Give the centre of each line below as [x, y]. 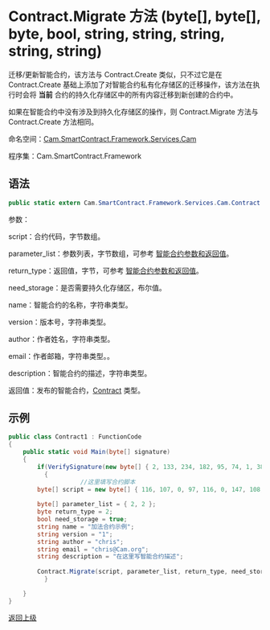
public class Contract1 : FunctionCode [75, 437]
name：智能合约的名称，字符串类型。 [70, 305]
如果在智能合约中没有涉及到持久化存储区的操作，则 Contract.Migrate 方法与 [133, 111]
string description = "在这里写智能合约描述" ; [110, 557]
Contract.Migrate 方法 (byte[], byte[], [135, 16]
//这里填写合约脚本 [108, 482]
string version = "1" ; [75, 534]
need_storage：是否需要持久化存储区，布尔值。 [87, 287]
